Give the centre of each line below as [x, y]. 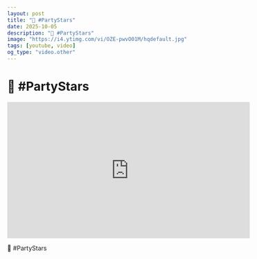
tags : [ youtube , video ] [42, 46]
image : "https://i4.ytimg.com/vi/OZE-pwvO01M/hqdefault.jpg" [97, 39]
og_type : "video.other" [42, 53]
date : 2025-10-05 [32, 26]
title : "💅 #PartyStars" [42, 20]
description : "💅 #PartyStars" [51, 33]
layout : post [26, 14]
